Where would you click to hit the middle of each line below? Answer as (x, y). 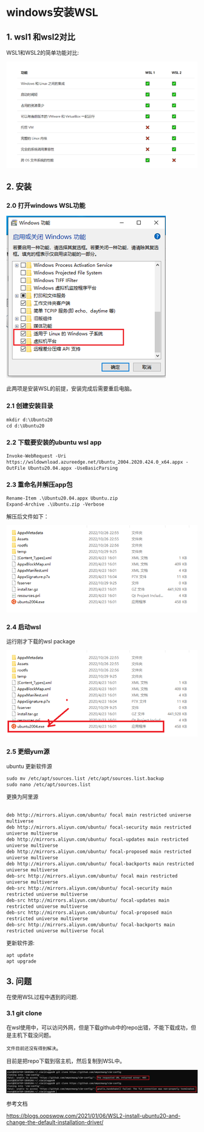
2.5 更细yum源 (28, 752)
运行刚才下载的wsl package (41, 641)
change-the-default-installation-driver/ (55, 1122)
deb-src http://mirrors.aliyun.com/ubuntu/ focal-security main (89, 888)
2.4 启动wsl (24, 627)
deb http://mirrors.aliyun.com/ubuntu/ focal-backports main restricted (100, 864)
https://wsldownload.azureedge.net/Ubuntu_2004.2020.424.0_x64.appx (95, 462)
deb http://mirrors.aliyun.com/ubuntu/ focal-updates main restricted (97, 839)
